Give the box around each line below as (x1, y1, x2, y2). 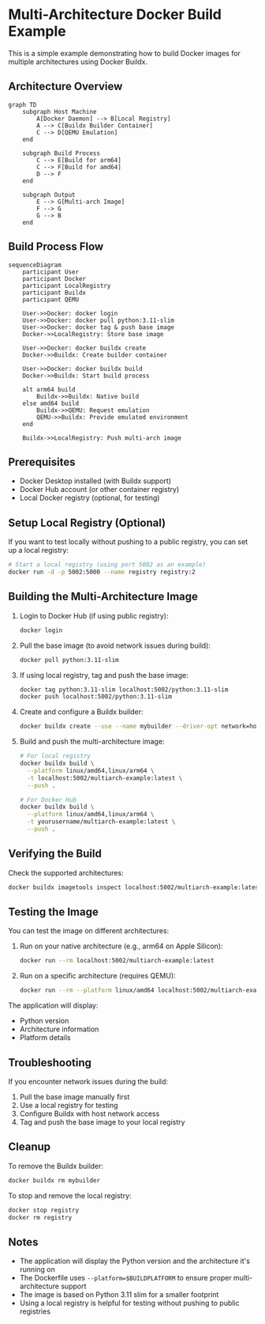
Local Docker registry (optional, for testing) (19, 493, 160, 503)
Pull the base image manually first (19, 1091, 130, 1101)
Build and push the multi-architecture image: (19, 737, 165, 747)
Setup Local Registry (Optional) (8, 516, 166, 529)
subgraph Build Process (22, 149, 101, 157)
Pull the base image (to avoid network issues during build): (19, 641, 211, 650)
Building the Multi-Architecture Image (8, 590, 199, 603)
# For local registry (19, 752, 91, 760)
